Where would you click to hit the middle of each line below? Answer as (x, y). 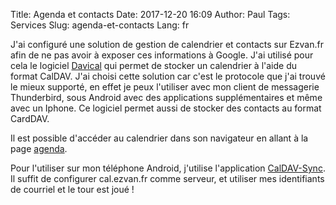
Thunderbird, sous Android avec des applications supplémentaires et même (166, 97)
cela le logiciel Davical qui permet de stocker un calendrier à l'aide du (154, 65)
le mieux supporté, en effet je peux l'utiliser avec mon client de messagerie (165, 87)
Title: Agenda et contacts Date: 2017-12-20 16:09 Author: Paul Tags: (150, 14)
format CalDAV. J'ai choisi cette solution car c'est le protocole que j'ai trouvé (168, 76)
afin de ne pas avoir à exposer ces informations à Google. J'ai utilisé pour (162, 55)
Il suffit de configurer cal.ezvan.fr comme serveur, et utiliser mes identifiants (167, 178)
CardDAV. (30, 118)
